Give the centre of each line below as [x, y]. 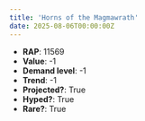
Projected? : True [54, 90]
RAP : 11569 [43, 51]
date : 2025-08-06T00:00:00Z [62, 26]
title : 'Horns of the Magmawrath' [74, 17]
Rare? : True [44, 108]
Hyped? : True [48, 99]
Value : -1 [39, 61]
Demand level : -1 [54, 70]
